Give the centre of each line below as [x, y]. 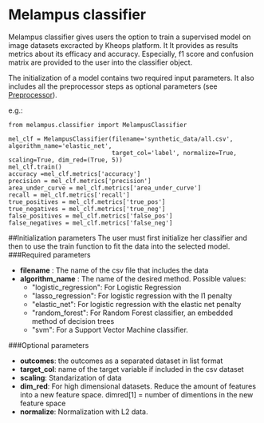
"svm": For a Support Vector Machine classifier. [110, 329]
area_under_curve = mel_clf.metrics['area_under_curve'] [105, 188]
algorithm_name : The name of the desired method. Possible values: [133, 278]
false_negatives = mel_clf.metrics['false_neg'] [91, 223]
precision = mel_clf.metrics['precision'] [80, 181]
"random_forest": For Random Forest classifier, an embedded [132, 313]
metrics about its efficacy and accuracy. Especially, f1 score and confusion [131, 54]
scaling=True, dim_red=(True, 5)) [66, 160]
